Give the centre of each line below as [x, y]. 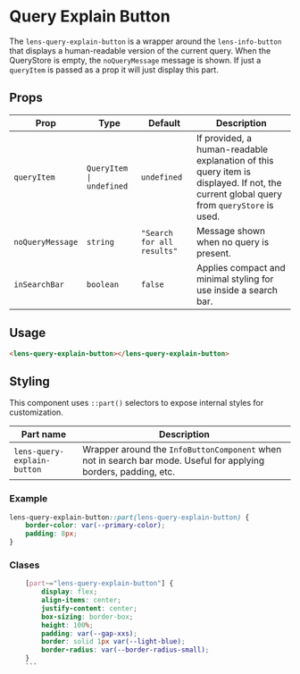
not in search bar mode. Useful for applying [174, 460]
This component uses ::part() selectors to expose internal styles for [137, 403]
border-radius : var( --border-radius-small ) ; [125, 650]
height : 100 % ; [67, 625]
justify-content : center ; [90, 608]
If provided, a [224, 138]
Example [29, 499]
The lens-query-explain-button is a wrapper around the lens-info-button [146, 41]
